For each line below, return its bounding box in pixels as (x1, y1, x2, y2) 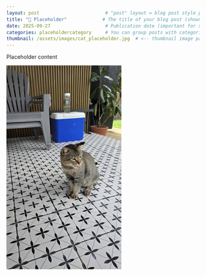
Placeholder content (6, 53, 58, 61)
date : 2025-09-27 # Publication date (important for (6, 23, 196, 29)
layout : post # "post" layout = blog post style (6, 10, 196, 16)
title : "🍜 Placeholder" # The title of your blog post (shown (6, 16, 202, 23)
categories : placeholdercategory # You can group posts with (6, 29, 177, 35)
